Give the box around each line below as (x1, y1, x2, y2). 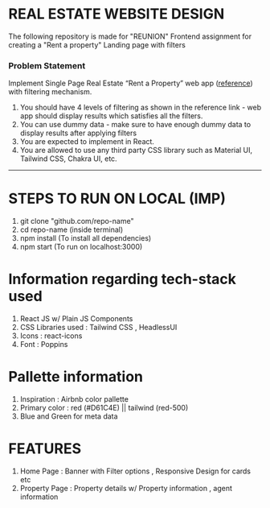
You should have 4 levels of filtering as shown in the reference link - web (19, 102, 262, 113)
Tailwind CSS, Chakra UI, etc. (19, 154, 118, 163)
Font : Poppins (19, 340, 68, 349)
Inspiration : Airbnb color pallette (19, 394, 129, 404)
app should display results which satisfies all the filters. (19, 111, 203, 121)
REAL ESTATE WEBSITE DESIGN (8, 5, 225, 23)
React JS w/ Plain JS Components (19, 314, 133, 324)
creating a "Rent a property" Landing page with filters (8, 39, 186, 49)
